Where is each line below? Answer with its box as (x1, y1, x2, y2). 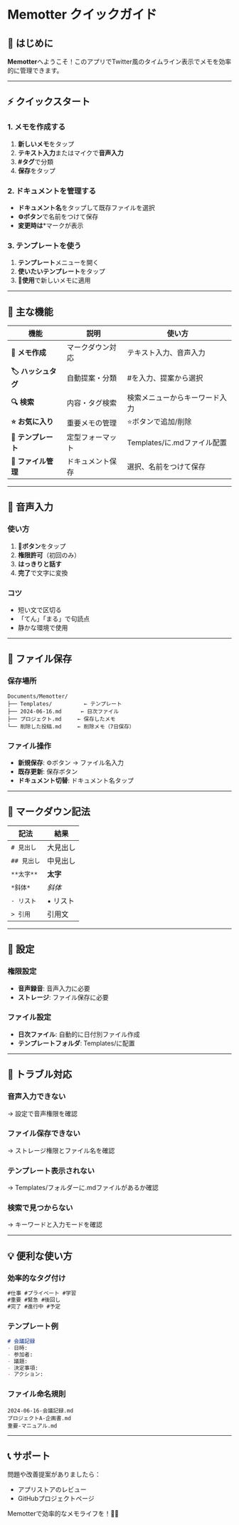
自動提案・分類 (66, 373, 117, 383)
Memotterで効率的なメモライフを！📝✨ (7, 1509, 119, 1518)
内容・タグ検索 (66, 398, 117, 408)
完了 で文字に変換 (17, 568, 68, 577)
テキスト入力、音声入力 (127, 348, 206, 358)
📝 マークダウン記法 (7, 806, 90, 818)
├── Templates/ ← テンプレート (7, 700, 122, 708)
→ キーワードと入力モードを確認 (7, 1220, 103, 1229)
